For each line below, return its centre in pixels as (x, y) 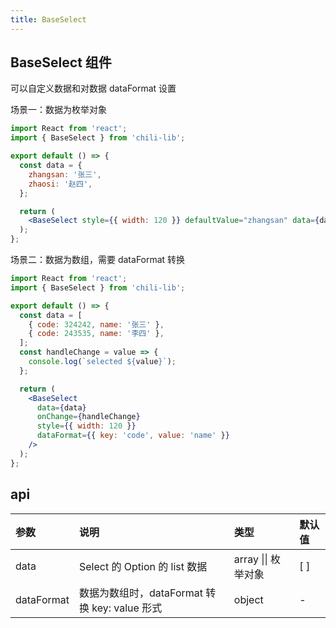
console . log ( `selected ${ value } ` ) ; (102, 362)
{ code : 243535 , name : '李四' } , (96, 334)
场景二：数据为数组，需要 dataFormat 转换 (98, 260)
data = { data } (61, 407)
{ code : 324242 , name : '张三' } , (96, 324)
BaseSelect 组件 (61, 62)
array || (250, 559)
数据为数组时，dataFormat (141, 593)
